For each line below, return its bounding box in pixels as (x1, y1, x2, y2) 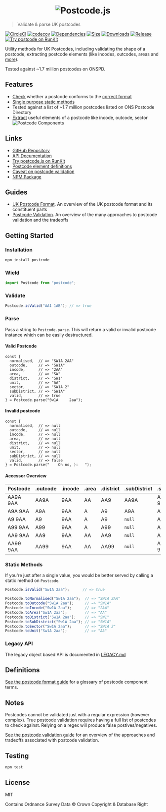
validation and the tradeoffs (12, 217, 69, 223)
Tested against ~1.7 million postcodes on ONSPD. (5, 66, 106, 72)
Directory (12, 109, 32, 115)
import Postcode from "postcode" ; (5, 281, 77, 286)
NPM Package (12, 174, 41, 179)
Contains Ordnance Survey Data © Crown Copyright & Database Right (5, 801, 148, 807)
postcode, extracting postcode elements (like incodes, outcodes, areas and (5, 51, 159, 57)
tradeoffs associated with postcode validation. (5, 737, 100, 743)
